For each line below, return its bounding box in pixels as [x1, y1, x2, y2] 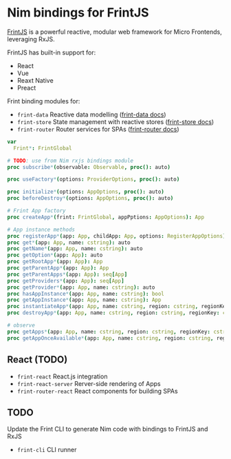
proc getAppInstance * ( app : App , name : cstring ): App [7, 296, 162, 304]
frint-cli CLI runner [16, 446, 77, 454]
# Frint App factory [7, 207, 67, 214]
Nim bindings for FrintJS [7, 5, 149, 21]
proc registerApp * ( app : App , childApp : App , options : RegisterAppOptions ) [7, 232, 226, 239]
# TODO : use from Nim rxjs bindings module [7, 157, 134, 164]
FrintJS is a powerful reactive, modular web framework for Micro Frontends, [7, 28, 222, 36]
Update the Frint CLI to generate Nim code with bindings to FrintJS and [7, 425, 208, 433]
